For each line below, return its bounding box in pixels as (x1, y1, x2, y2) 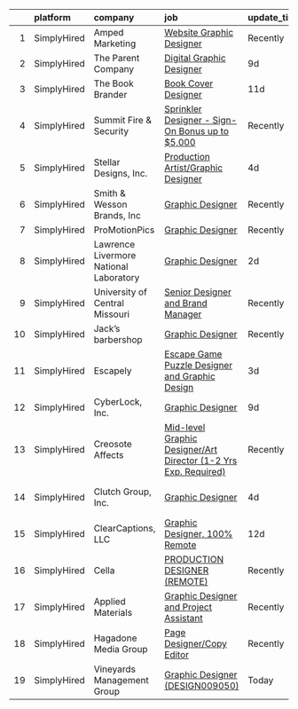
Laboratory (93, 272, 140, 283)
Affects (93, 449, 124, 461)
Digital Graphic (163, 52, 226, 64)
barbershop (93, 334, 144, 345)
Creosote (93, 438, 133, 450)
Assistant (163, 612, 204, 624)
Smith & (93, 187, 126, 199)
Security (93, 125, 129, 137)
